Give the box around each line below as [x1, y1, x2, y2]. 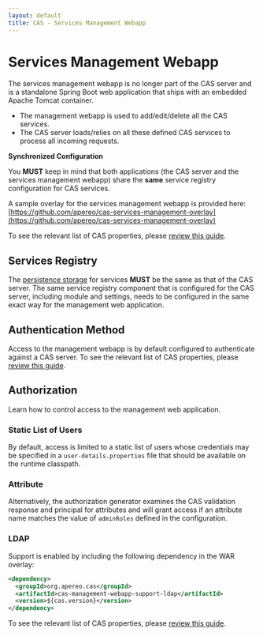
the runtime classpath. [8, 459, 81, 469]
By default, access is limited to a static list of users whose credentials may [8, 442, 250, 452]
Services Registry [8, 254, 98, 267]
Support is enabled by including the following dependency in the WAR [8, 551, 235, 561]
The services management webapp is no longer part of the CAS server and [8, 79, 252, 88]
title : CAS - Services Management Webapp [8, 19, 146, 27]
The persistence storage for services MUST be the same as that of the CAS [8, 275, 254, 284]
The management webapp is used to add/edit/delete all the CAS [19, 111, 228, 121]
